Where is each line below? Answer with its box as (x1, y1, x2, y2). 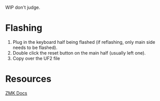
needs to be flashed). (12, 44, 57, 50)
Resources (5, 73, 52, 85)
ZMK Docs (5, 90, 27, 96)
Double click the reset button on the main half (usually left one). (12, 49, 146, 56)
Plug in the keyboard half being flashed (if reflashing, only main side (12, 39, 155, 45)
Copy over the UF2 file (12, 55, 60, 61)
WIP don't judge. (5, 5, 41, 10)
